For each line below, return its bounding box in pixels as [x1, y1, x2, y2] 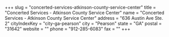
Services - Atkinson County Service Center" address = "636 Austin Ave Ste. [5, 15, 163, 21]
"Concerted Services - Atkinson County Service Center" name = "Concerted [5, 10, 164, 16]
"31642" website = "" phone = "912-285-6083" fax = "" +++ [5, 26, 131, 32]
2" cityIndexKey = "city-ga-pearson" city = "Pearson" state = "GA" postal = [5, 20, 162, 26]
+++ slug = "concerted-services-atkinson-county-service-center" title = [5, 5, 156, 10]
